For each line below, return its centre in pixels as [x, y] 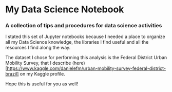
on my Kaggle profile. [42, 74]
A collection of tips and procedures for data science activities [84, 26]
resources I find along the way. [38, 48]
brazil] [12, 74]
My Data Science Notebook [65, 10]
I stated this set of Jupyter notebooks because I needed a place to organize [85, 36]
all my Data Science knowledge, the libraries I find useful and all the [77, 42]
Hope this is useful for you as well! [42, 84]
